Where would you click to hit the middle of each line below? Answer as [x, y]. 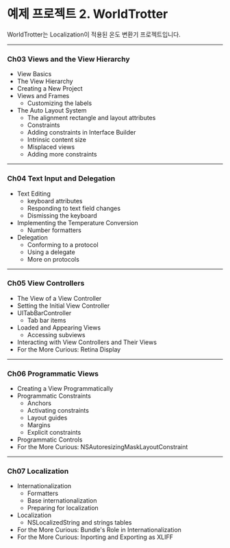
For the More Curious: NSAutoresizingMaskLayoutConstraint [102, 447]
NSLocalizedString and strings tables [79, 523]
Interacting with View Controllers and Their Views [87, 342]
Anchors [39, 403]
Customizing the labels [60, 103]
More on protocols [53, 259]
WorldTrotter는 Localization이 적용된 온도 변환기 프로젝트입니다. [94, 34]
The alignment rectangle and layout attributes [91, 118]
